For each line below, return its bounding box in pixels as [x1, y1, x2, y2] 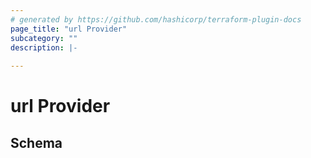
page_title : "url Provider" [10, 24, 128, 34]
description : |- [10, 42, 78, 53]
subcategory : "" [10, 33, 78, 43]
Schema [10, 134, 63, 151]
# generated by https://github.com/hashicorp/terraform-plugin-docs [10, 14, 302, 25]
